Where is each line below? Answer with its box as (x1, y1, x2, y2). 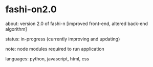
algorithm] (5, 26, 27, 32)
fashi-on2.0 (5, 4, 57, 15)
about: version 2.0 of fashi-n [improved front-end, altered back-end (5, 20, 148, 27)
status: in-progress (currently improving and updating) (5, 36, 120, 42)
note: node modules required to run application (5, 46, 105, 52)
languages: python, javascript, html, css (5, 55, 90, 62)
